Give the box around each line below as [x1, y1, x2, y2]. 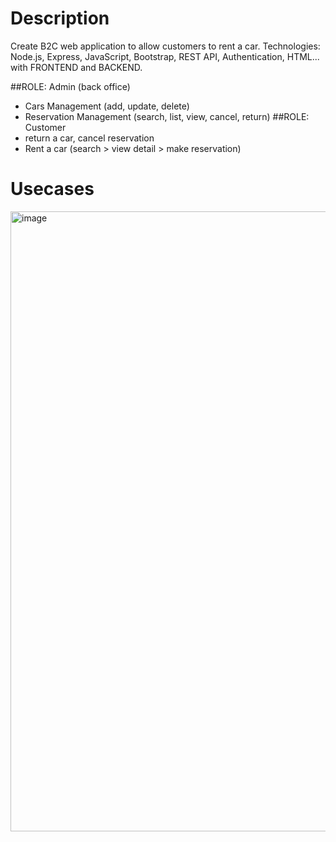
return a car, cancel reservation [24, 132, 155, 144]
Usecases [10, 178, 95, 201]
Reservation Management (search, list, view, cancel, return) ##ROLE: [24, 110, 310, 122]
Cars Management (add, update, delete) [24, 100, 190, 112]
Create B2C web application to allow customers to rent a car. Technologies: [10, 40, 321, 52]
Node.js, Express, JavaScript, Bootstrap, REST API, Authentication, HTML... [10, 50, 320, 62]
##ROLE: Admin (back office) [10, 80, 131, 92]
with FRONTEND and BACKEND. [10, 61, 143, 73]
